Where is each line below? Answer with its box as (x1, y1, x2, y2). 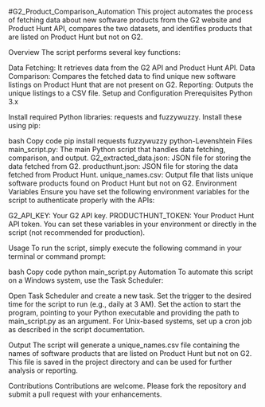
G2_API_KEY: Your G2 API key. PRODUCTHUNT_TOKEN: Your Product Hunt (8, 211, 255, 220)
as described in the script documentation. (8, 325, 146, 334)
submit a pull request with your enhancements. (8, 389, 162, 399)
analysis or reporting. (8, 366, 78, 375)
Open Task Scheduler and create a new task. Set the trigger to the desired (8, 291, 252, 300)
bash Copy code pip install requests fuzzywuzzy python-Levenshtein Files (8, 136, 253, 146)
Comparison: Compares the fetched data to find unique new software (8, 72, 236, 80)
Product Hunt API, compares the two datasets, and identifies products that (8, 24, 252, 33)
